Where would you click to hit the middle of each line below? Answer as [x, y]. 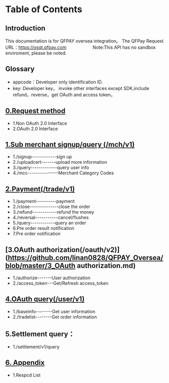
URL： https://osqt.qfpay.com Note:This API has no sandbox [81, 47]
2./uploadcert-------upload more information [60, 162]
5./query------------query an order [49, 223]
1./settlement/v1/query [36, 346]
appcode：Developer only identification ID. [58, 82]
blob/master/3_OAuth [40, 266]
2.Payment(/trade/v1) [40, 189]
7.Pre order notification [37, 234]
